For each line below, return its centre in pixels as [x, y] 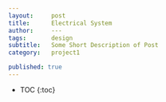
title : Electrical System [60, 23]
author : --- [35, 30]
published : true [35, 67]
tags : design [41, 38]
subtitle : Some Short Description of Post [83, 45]
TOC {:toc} [38, 89]
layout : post [37, 16]
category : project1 [44, 53]
